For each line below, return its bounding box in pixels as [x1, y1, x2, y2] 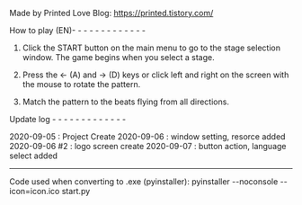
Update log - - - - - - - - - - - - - [9, 114, 127, 124]
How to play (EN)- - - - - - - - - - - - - [9, 25, 147, 35]
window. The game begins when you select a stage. [22, 52, 215, 62]
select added [9, 150, 58, 161]
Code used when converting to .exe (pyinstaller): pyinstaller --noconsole [9, 176, 279, 187]
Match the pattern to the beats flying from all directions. [22, 96, 229, 107]
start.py [61, 186, 91, 196]
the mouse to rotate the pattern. [22, 79, 141, 89]
